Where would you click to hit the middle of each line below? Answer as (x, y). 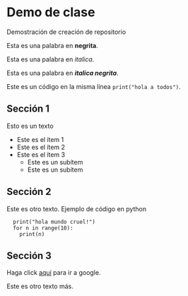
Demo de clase (51, 12)
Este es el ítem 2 (41, 147)
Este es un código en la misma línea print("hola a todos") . (94, 86)
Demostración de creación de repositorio (66, 32)
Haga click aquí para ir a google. (54, 273)
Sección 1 (28, 109)
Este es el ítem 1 (40, 139)
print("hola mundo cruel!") (54, 222)
